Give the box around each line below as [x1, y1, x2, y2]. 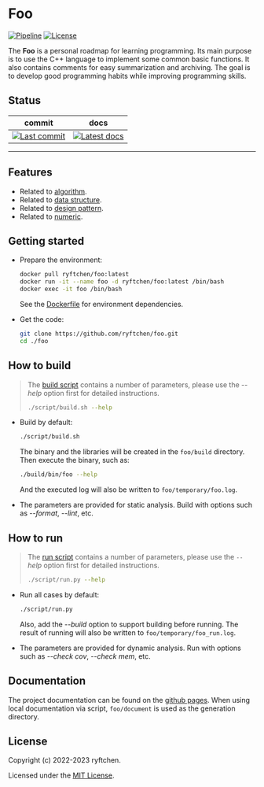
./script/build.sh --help [27, 403, 112, 412]
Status [8, 94, 42, 107]
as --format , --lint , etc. [19, 508, 94, 518]
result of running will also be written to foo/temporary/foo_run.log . [19, 627, 236, 637]
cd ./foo [19, 337, 49, 345]
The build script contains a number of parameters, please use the [27, 379, 240, 390]
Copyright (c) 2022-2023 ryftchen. [8, 756, 122, 765]
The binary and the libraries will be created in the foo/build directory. [19, 447, 245, 456]
